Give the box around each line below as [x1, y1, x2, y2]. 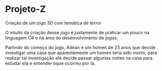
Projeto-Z [5, 3, 46, 15]
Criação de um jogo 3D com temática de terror [5, 20, 102, 26]
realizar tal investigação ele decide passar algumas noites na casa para [5, 55, 153, 61]
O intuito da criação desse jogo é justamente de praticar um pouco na [5, 29, 149, 35]
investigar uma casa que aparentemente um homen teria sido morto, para [5, 50, 157, 56]
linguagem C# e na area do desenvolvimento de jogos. [5, 35, 118, 41]
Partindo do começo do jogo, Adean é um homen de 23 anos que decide [5, 44, 156, 50]
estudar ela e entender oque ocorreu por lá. [5, 60, 96, 66]
